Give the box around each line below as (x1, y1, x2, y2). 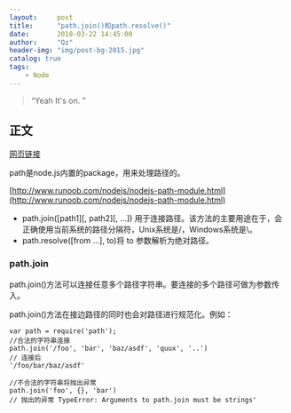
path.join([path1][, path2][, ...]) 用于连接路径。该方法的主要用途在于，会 (21, 212, 283, 223)
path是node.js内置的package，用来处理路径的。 (9, 167, 185, 178)
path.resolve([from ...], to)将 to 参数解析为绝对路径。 (21, 234, 215, 245)
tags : (9, 63, 29, 72)
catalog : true (9, 54, 62, 63)
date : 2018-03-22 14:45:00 (9, 29, 133, 38)
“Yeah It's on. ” (30, 95, 86, 106)
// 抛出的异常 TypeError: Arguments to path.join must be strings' (9, 395, 257, 404)
